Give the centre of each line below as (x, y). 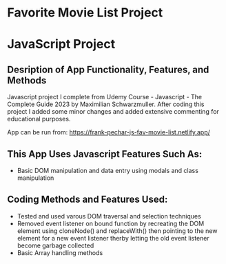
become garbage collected (55, 245)
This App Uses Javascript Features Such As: (105, 154)
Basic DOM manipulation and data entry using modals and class (107, 171)
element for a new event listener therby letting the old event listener (113, 238)
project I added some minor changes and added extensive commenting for (113, 112)
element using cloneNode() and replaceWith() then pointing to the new (117, 231)
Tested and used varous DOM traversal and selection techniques (109, 216)
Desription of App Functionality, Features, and (108, 69)
